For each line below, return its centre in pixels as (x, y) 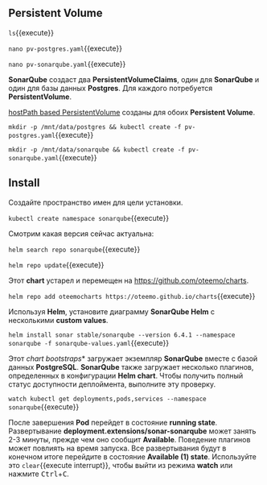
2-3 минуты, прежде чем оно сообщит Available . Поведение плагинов (129, 439)
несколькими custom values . (58, 320)
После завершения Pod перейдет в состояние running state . (113, 422)
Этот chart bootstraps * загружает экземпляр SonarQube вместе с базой (133, 359)
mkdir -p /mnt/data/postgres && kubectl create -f (95, 127)
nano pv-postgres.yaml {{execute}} (66, 48)
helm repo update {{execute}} (56, 264)
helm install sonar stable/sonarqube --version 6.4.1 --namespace (122, 335)
